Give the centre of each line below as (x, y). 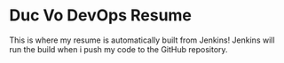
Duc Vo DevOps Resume (101, 16)
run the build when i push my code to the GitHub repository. (118, 49)
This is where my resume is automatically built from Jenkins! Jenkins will (142, 40)
